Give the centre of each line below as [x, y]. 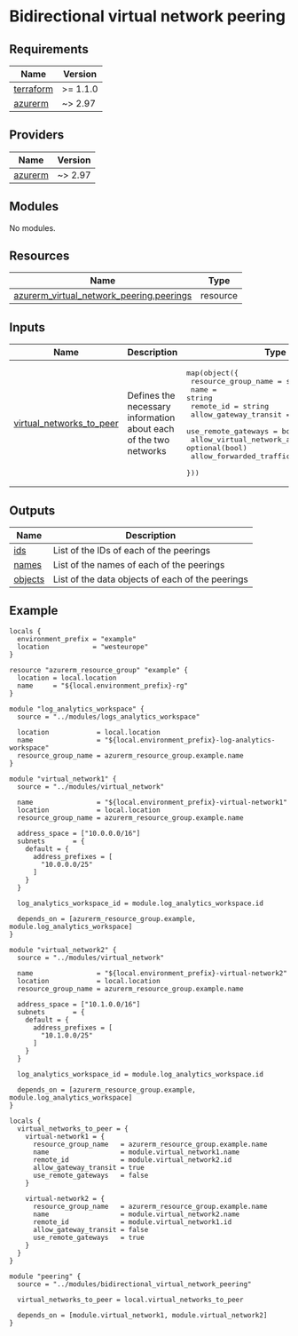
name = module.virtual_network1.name [136, 1152]
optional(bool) [216, 448]
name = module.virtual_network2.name [136, 1214]
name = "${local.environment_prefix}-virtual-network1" [153, 802]
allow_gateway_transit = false [90, 1229]
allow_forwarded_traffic [240, 456]
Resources [39, 256]
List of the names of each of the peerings [139, 565]
